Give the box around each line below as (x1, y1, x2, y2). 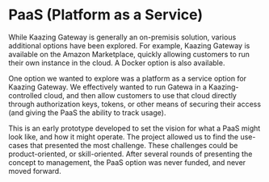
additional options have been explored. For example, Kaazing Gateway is (8, 40, 250, 50)
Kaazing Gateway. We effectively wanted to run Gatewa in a (8, 82, 208, 92)
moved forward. (8, 166, 62, 176)
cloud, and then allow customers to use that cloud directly (44, 90, 237, 100)
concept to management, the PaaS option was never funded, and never (8, 157, 246, 167)
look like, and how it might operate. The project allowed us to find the (8, 131, 239, 142)
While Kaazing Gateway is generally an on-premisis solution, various (8, 32, 237, 42)
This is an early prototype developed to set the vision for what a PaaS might (8, 123, 261, 133)
